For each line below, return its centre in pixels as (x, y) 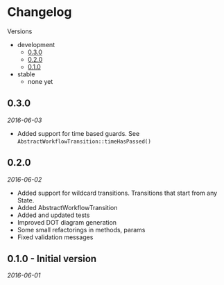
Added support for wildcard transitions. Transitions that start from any (117, 193)
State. (26, 200)
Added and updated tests (53, 215)
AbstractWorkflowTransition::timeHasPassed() (84, 141)
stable (26, 74)
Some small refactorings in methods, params (81, 230)
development (36, 44)
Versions (20, 31)
